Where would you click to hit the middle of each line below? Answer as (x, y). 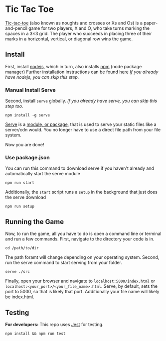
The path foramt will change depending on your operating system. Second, (82, 257)
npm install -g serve (28, 115)
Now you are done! (25, 145)
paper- (151, 23)
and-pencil (16, 28)
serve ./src (17, 272)
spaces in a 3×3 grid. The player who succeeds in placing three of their (79, 33)
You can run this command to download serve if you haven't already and (80, 168)
